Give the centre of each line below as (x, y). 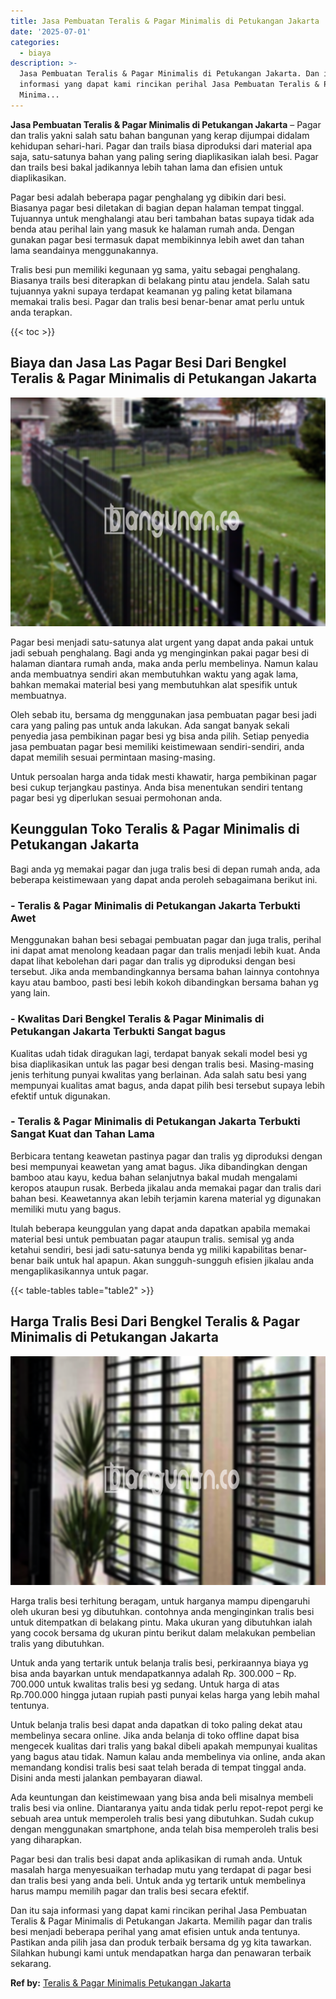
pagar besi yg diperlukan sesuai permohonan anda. (116, 798)
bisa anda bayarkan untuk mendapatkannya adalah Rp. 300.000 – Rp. (153, 1674)
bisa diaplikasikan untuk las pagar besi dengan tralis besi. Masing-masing (162, 1064)
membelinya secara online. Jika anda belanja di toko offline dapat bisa (155, 1736)
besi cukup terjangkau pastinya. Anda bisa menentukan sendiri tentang (156, 787)
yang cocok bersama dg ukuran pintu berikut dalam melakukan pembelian (163, 1633)
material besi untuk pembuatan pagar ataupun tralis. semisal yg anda (152, 1239)
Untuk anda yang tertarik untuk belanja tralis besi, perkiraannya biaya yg (159, 1663)
